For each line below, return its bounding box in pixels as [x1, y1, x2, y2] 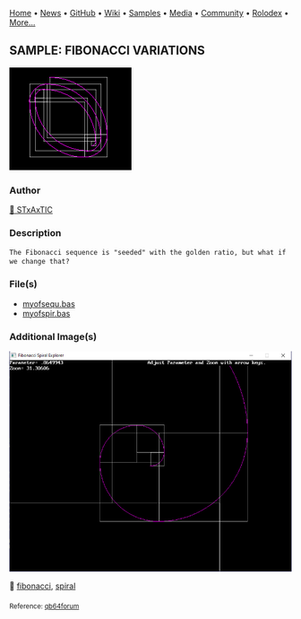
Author [9, 184, 41, 196]
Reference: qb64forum [9, 602, 80, 611]
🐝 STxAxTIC [9, 205, 54, 215]
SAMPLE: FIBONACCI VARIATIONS [9, 43, 205, 58]
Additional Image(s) [9, 330, 97, 343]
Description [9, 227, 62, 240]
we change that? [9, 257, 70, 266]
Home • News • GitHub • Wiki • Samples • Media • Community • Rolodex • [9, 8, 289, 18]
